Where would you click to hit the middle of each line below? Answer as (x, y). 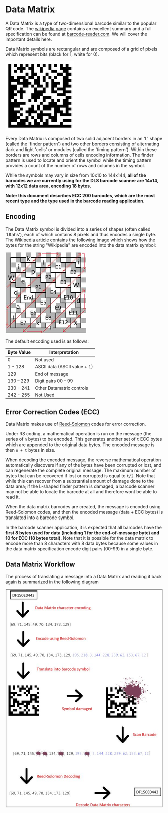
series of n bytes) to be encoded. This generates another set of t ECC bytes (84, 439)
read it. (13, 497)
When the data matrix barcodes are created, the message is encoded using (83, 507)
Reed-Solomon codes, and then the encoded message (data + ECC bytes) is (84, 512)
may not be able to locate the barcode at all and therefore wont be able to (81, 492)
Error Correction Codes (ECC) (52, 412)
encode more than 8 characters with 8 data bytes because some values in (82, 543)
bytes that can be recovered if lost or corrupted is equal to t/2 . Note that (80, 476)
